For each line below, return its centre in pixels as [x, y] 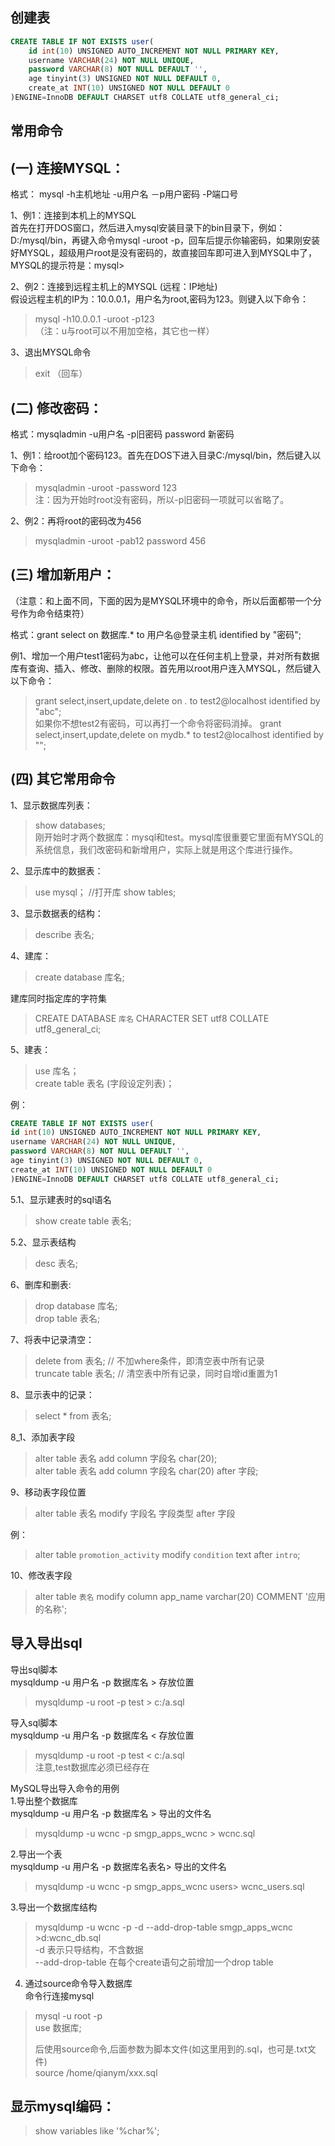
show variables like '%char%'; [97, 2131]
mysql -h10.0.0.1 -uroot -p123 [94, 319]
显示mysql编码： [63, 2106]
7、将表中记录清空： [52, 1339]
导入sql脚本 [34, 1722]
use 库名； [57, 1070]
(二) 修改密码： [56, 408]
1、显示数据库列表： [51, 805]
